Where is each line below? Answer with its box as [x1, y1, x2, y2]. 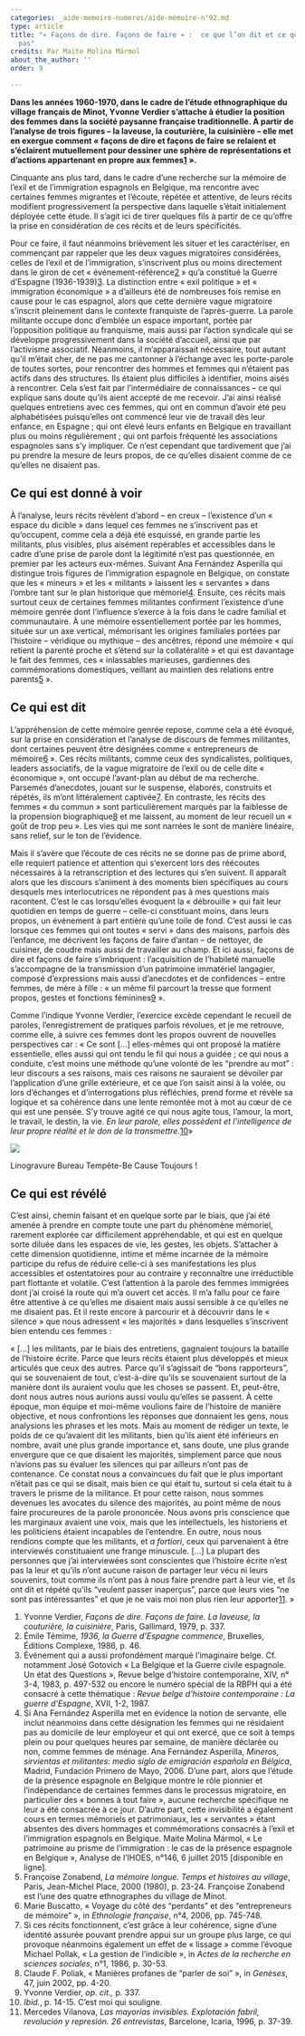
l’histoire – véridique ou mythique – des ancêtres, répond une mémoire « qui [10, 635, 293, 646]
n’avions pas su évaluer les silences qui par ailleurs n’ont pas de [10, 1459, 249, 1470]
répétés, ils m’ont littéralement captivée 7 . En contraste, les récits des [10, 791, 266, 803]
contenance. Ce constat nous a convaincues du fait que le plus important [10, 1468, 283, 1479]
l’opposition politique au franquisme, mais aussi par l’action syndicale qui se [10, 324, 293, 336]
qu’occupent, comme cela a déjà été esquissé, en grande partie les [10, 529, 261, 540]
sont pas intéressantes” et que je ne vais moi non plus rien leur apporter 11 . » [10, 1593, 295, 1605]
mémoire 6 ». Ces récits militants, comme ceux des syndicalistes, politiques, [10, 753, 293, 764]
